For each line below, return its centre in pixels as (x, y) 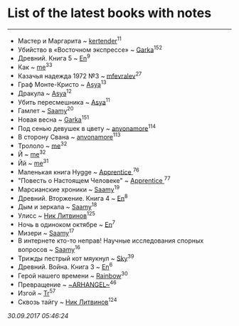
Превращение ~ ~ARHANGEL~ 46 (67, 284)
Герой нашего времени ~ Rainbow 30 (73, 275)
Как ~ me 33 (35, 66)
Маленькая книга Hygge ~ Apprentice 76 (79, 171)
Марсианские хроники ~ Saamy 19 (68, 189)
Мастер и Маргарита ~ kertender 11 (70, 40)
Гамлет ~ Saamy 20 (46, 110)
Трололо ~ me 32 (42, 145)
